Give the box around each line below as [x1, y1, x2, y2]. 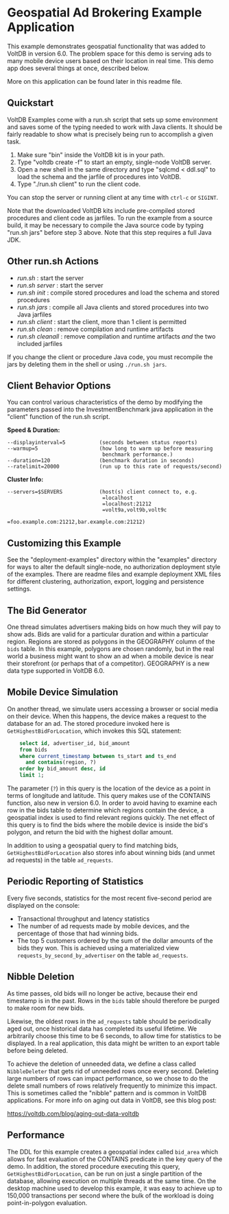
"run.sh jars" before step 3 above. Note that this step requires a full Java [7, 228, 212, 236]
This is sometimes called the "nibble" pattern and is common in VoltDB [7, 1088, 207, 1097]
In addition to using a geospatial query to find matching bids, [7, 841, 179, 849]
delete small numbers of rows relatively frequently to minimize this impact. [7, 1081, 217, 1090]
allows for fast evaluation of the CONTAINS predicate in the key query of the [7, 1155, 223, 1163]
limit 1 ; [19, 772, 45, 779]
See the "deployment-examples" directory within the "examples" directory [7, 556, 217, 564]
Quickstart [7, 98, 54, 109]
